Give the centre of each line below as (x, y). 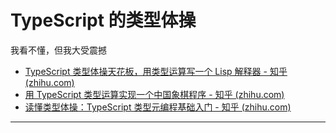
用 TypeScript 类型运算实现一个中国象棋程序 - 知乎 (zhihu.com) (154, 94)
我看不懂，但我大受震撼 (58, 50)
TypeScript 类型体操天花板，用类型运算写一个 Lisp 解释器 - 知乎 (156, 71)
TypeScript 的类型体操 (103, 20)
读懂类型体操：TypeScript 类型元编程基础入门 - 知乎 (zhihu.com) (158, 107)
